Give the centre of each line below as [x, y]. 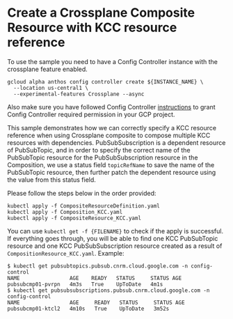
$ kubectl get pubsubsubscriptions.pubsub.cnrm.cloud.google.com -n [109, 290]
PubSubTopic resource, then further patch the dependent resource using [112, 172]
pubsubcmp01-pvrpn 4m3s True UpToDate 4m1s [85, 284]
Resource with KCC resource [92, 28]
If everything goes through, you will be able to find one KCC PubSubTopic [113, 238]
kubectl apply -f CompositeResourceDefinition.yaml [83, 206]
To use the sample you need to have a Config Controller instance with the [112, 61]
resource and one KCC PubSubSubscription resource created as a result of [115, 246]
